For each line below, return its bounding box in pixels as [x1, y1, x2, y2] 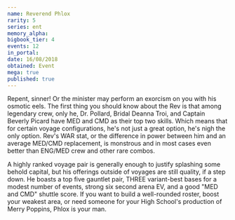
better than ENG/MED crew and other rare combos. [7, 146, 156, 155]
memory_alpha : [7, 29, 49, 37]
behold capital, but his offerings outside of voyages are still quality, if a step [7, 167, 226, 176]
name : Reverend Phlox [7, 10, 71, 18]
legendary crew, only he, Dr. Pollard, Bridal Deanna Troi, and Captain [7, 109, 206, 118]
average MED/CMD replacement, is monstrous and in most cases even [7, 139, 212, 148]
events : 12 [7, 43, 39, 50]
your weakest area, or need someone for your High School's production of [7, 198, 222, 206]
